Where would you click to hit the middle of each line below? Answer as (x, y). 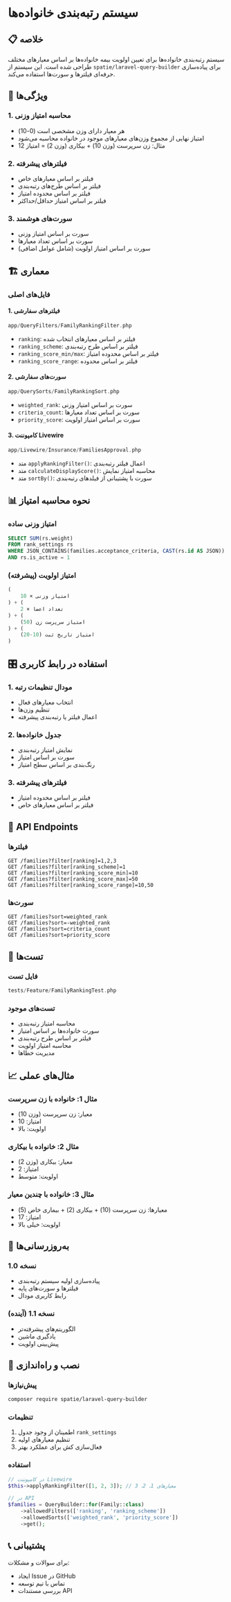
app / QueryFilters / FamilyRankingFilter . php (70, 325)
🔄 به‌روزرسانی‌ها (39, 1246)
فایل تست (23, 976)
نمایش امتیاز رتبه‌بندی (45, 750)
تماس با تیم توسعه (41, 1583)
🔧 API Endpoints (43, 827)
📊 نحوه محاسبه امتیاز (49, 501)
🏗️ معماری (29, 271)
